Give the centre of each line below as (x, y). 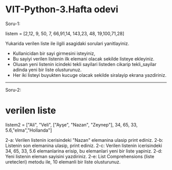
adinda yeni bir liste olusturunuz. (47, 70)
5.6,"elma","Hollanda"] (29, 130)
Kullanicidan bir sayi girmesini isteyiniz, (54, 53)
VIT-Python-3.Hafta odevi (62, 9)
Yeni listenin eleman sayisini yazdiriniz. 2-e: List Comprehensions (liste (80, 156)
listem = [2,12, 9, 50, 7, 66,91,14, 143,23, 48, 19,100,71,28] (65, 33)
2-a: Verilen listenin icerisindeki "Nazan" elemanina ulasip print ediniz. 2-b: (84, 140)
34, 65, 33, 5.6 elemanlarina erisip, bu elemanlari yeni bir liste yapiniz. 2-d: (84, 151)
